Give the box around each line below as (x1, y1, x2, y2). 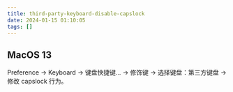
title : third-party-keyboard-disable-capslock (7, 10, 145, 17)
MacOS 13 (7, 49, 52, 61)
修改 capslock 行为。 (7, 77, 68, 86)
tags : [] (7, 23, 33, 30)
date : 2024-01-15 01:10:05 (7, 17, 86, 24)
